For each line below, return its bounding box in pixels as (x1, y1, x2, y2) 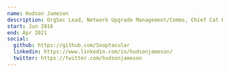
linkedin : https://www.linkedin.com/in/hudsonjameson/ (13, 49, 173, 56)
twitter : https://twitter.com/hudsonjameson (13, 55, 142, 62)
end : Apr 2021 (7, 29, 48, 36)
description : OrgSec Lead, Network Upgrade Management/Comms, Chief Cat (7, 16, 219, 23)
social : (7, 36, 29, 43)
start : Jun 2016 (7, 23, 53, 29)
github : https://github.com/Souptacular (13, 42, 130, 49)
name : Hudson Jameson (7, 10, 69, 17)
